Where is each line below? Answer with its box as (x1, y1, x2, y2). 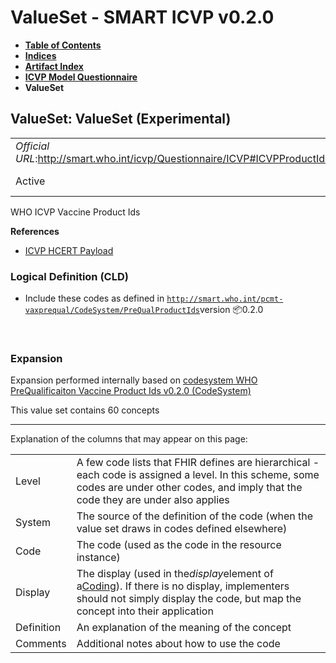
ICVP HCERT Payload (24, 244, 114, 256)
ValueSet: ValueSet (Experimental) (10, 111, 232, 128)
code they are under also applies (76, 493, 230, 507)
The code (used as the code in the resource (76, 538, 282, 552)
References (10, 225, 60, 237)
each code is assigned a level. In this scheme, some (76, 468, 320, 482)
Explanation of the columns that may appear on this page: (10, 433, 248, 445)
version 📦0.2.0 (199, 304, 264, 316)
